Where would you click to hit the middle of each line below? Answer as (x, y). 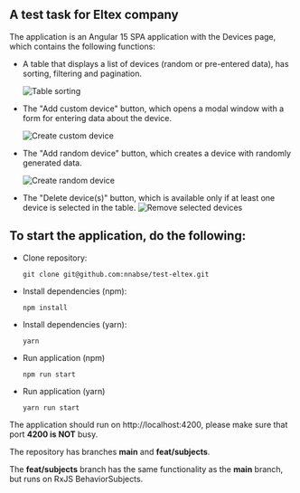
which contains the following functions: (82, 46)
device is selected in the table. (79, 207)
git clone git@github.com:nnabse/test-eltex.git (116, 274)
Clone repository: (55, 258)
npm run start (49, 374)
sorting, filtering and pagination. (82, 73)
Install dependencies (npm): (75, 291)
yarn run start (51, 408)
